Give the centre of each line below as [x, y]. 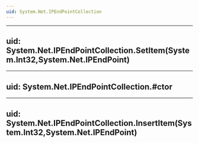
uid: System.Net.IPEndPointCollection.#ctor [89, 87]
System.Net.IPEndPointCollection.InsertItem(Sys [99, 123]
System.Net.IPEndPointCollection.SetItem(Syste [98, 51]
